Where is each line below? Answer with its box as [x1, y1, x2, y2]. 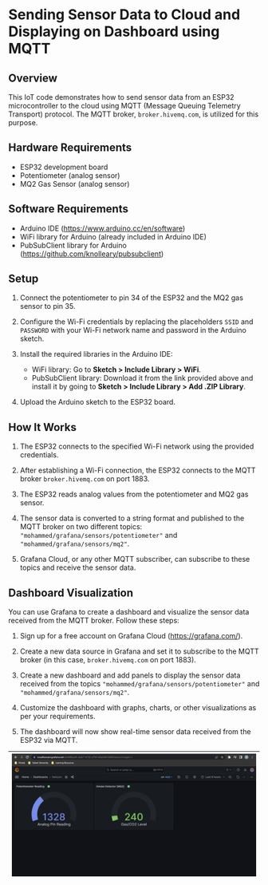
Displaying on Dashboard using [8, 22, 220, 41]
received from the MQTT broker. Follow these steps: [8, 616, 179, 626]
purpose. [8, 118, 38, 127]
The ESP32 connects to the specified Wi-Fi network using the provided [19, 441, 254, 452]
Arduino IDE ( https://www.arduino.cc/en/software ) [19, 223, 186, 233]
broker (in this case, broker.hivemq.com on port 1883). [19, 655, 197, 665]
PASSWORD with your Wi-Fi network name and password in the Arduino [19, 326, 247, 335]
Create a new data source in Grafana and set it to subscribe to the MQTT [19, 646, 259, 656]
